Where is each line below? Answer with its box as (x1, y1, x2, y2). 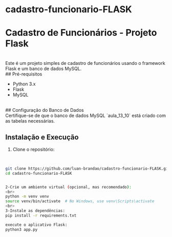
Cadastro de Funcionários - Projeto (5, 27, 157, 39)
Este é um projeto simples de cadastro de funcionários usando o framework (5, 60, 165, 66)
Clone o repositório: (12, 146, 55, 152)
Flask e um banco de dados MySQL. (5, 65, 82, 72)
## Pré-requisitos (5, 71, 42, 77)
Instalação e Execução (5, 133, 79, 141)
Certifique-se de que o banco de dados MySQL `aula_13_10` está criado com (5, 112, 166, 118)
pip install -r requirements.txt (5, 213, 77, 218)
